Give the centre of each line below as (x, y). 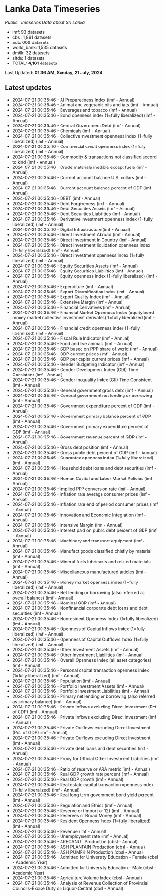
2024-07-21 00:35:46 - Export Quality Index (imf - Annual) (71, 297)
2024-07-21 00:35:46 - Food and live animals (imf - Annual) (72, 343)
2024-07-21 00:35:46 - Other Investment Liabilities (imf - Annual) (78, 655)
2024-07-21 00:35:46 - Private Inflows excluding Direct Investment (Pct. (85, 707)
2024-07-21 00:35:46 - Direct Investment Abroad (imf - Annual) (76, 234)
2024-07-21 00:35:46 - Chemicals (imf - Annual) (61, 131)
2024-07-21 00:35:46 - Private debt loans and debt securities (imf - (80, 748)
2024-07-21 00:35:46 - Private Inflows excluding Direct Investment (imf (84, 717)
